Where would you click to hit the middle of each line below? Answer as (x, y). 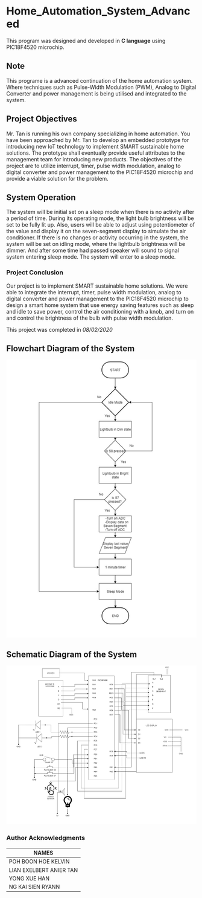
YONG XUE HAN (29, 878)
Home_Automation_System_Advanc (99, 11)
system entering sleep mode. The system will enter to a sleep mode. (91, 257)
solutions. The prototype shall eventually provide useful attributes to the (96, 153)
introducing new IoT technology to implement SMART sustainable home (95, 146)
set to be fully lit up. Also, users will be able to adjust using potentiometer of (100, 225)
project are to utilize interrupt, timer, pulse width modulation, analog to (93, 166)
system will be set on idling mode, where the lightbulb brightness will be (96, 244)
